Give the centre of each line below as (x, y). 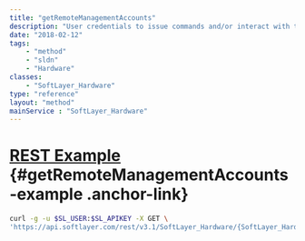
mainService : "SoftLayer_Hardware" (79, 111)
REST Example (65, 156)
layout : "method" (42, 102)
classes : (26, 77)
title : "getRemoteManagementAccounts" (83, 18)
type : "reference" (44, 94)
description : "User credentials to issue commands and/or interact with (150, 26)
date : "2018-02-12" (46, 35)
